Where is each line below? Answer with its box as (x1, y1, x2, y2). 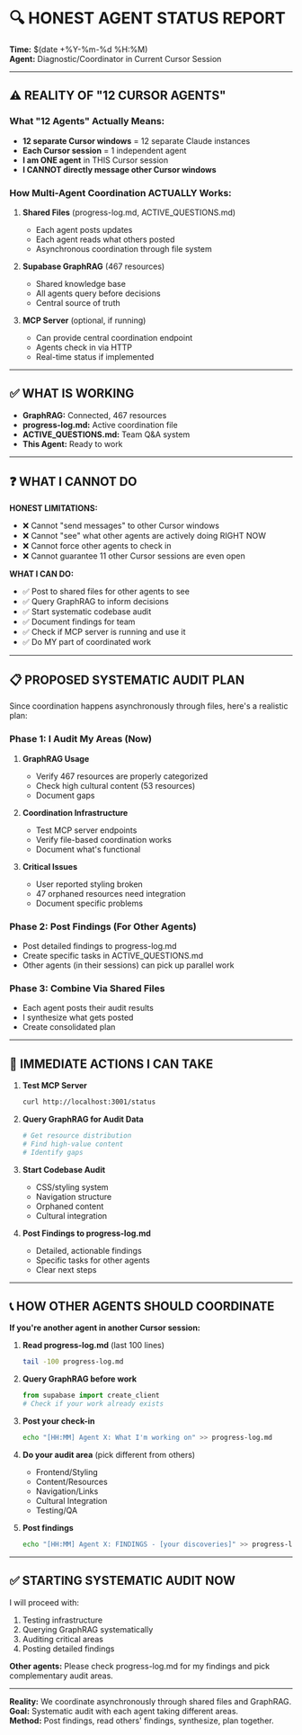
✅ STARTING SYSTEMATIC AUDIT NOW (9, 1573, 236, 1588)
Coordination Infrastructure (22, 807, 129, 818)
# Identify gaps (22, 1148, 84, 1157)
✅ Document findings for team (22, 616, 136, 627)
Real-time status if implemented (35, 351, 155, 362)
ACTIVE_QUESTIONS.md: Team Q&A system (22, 429, 191, 440)
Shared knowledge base (35, 278, 126, 289)
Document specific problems (35, 898, 144, 908)
